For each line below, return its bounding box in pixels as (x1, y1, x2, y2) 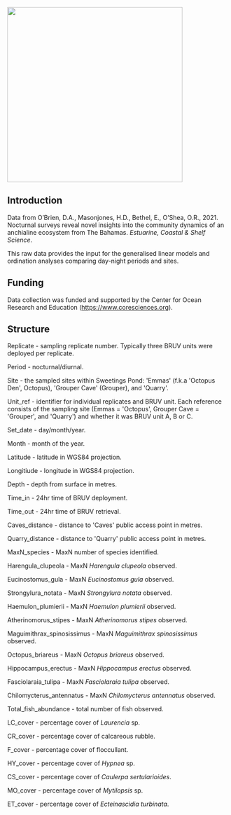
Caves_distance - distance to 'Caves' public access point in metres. (7, 521, 203, 529)
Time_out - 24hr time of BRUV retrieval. (7, 507, 121, 516)
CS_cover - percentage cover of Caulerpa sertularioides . (7, 773, 171, 781)
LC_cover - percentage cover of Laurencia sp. (7, 718, 141, 727)
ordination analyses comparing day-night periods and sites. (7, 256, 179, 265)
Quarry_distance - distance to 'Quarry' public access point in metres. (7, 535, 206, 543)
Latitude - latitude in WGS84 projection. (7, 453, 122, 462)
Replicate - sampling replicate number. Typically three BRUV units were (7, 342, 213, 350)
